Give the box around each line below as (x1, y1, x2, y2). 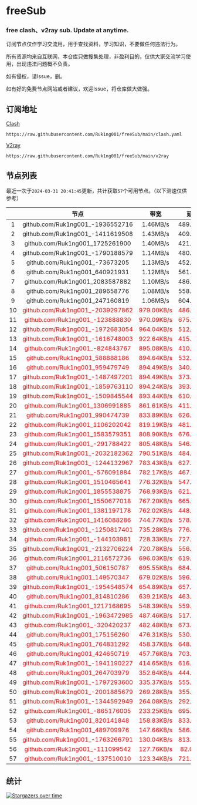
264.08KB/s (138, 698, 173, 706)
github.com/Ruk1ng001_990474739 (26, 411, 130, 419)
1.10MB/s (141, 278, 170, 286)
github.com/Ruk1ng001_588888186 (26, 354, 130, 362)
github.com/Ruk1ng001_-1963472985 (22, 612, 133, 620)
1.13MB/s (141, 258, 170, 267)
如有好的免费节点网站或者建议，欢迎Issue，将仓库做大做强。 (6, 85, 152, 92)
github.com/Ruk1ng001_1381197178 (24, 507, 131, 515)
